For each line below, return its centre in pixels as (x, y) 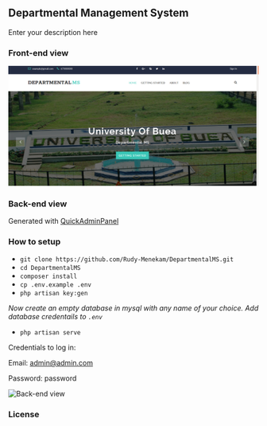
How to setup (35, 242)
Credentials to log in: (42, 348)
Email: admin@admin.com (51, 363)
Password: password (43, 378)
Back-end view (38, 204)
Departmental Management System (99, 13)
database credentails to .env (56, 317)
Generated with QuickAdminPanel (64, 221)
